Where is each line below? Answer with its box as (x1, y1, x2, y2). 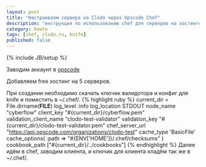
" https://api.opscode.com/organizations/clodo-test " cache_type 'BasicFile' (6, 129, 196, 135)
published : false (6, 37, 51, 43)
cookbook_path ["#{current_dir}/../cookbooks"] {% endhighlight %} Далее (6, 141, 196, 148)
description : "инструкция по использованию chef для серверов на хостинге (6, 20, 202, 26)
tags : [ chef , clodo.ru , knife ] (6, 32, 86, 38)
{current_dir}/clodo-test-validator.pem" (6, 122, 105, 129)
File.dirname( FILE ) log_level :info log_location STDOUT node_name (6, 102, 176, 110)
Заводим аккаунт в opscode (6, 66, 80, 73)
